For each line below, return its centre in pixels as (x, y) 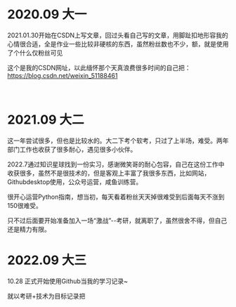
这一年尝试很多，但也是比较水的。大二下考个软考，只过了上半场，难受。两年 (118, 141)
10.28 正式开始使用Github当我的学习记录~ (68, 281)
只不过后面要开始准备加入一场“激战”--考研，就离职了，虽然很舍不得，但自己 (117, 220)
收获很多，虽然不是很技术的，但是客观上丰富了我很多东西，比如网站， (109, 173)
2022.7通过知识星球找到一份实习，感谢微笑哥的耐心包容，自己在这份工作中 (116, 164)
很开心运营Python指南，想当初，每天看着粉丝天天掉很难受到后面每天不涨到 (116, 197)
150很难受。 (25, 205)
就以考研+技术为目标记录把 (46, 296)
